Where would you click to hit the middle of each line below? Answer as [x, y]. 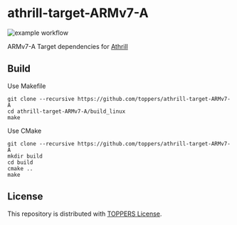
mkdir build [25, 156]
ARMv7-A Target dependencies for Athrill [68, 46]
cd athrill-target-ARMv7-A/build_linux [67, 111]
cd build [20, 162]
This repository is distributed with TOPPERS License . [85, 214]
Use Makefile [27, 86]
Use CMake [25, 131]
